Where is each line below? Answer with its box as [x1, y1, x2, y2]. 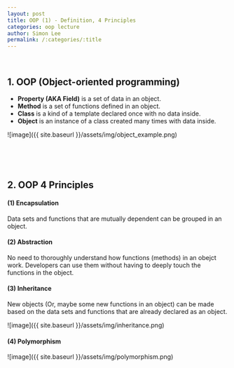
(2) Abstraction [7, 238, 53, 246]
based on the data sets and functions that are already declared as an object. [7, 307, 228, 315]
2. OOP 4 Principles [7, 179, 94, 191]
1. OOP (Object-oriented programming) [7, 76, 180, 88]
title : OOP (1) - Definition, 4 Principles [7, 17, 137, 24]
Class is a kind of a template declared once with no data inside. [17, 109, 201, 118]
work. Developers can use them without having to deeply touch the [7, 261, 201, 269]
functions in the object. [7, 268, 74, 277]
